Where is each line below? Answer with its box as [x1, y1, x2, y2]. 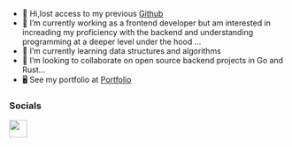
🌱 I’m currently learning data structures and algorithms [21, 46, 221, 56]
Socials [9, 99, 42, 112]
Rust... [21, 64, 46, 75]
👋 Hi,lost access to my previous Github [21, 9, 164, 18]
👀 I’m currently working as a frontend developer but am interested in [21, 18, 272, 28]
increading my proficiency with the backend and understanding [21, 27, 254, 37]
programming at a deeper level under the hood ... [21, 36, 202, 47]
